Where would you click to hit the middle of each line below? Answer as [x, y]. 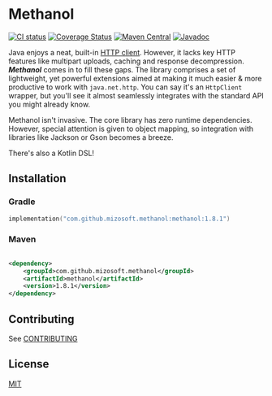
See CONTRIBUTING [43, 338]
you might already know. [50, 104]
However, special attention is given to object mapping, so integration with [131, 128]
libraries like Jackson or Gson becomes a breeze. [91, 137]
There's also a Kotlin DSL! [52, 153]
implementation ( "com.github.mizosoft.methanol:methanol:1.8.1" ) [119, 219]
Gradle [22, 202]
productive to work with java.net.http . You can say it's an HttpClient [125, 87]
